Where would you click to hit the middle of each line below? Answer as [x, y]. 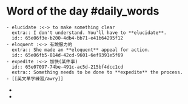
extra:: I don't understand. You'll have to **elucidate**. [89, 33]
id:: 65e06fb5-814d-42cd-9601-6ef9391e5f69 [67, 55]
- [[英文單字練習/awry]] [35, 78]
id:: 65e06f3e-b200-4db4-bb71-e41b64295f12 [67, 38]
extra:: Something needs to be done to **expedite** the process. [97, 72]
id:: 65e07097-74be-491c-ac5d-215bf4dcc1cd [67, 67]
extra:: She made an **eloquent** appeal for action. [81, 50]
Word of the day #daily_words [83, 11]
